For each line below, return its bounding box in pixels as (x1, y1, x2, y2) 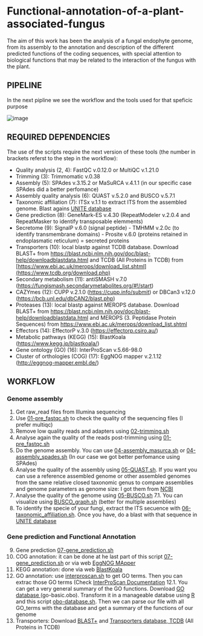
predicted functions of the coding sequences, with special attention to (7, 50, 182, 57)
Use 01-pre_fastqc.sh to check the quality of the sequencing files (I (15, 415, 183, 422)
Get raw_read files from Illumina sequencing (15, 408, 126, 415)
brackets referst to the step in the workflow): (7, 154, 118, 161)
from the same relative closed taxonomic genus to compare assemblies (15, 479, 194, 486)
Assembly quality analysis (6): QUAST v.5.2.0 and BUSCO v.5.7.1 (15, 192, 175, 199)
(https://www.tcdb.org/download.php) (15, 269, 111, 276)
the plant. (7, 62, 31, 70)
